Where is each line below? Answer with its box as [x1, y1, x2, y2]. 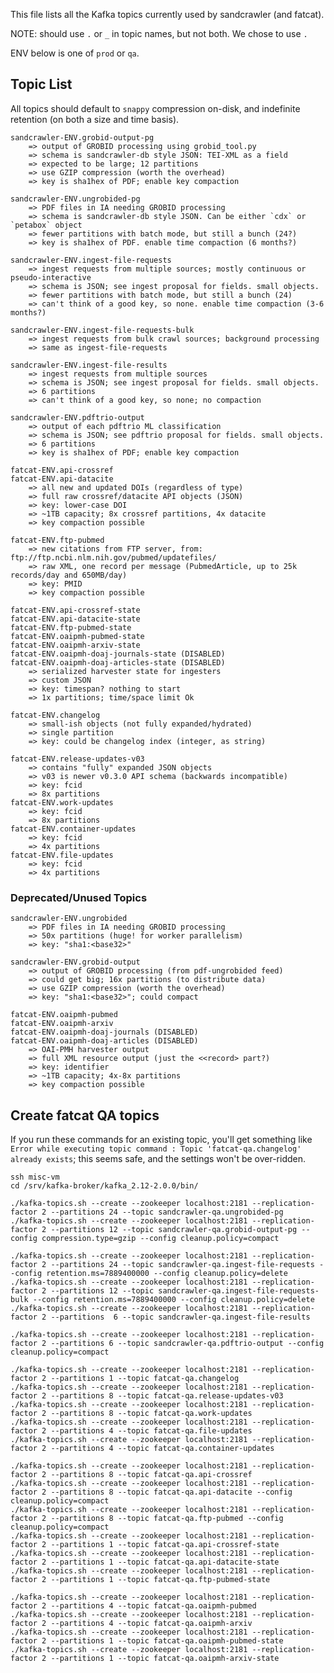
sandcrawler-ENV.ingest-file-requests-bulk [10, 325, 195, 335]
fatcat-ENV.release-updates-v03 [10, 754, 145, 764]
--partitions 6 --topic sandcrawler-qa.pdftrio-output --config [50, 1338, 325, 1348]
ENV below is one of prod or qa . [10, 47, 140, 59]
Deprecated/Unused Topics [10, 890, 148, 904]
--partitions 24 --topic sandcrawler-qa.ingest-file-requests [50, 1259, 315, 1269]
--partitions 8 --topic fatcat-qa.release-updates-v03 [50, 1390, 284, 1401]
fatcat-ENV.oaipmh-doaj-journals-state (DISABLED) [10, 649, 226, 659]
